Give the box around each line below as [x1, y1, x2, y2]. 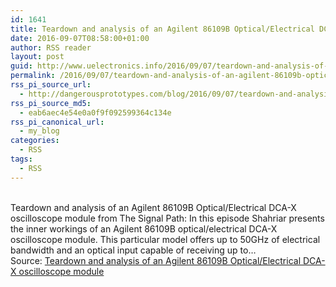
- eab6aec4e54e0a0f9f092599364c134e [19, 107, 172, 118]
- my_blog [19, 126, 60, 136]
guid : [10, 61, 33, 71]
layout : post [10, 52, 65, 62]
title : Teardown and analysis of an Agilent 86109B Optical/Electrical [10, 24, 315, 34]
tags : [10, 154, 33, 164]
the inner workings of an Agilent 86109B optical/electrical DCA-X [10, 222, 278, 235]
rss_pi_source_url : [10, 80, 92, 90]
